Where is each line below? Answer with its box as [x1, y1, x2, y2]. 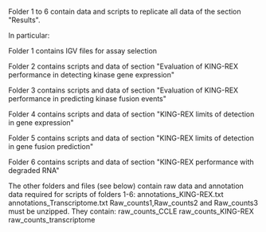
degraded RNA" [8, 166, 60, 175]
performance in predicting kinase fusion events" [8, 94, 167, 103]
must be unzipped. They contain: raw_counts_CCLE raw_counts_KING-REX [8, 206, 254, 216]
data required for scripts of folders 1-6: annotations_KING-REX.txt [8, 190, 224, 199]
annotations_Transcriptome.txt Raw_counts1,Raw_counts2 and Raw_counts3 [8, 199, 259, 207]
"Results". [8, 15, 41, 25]
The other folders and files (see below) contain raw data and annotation [8, 181, 244, 191]
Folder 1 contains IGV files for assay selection [8, 46, 158, 55]
